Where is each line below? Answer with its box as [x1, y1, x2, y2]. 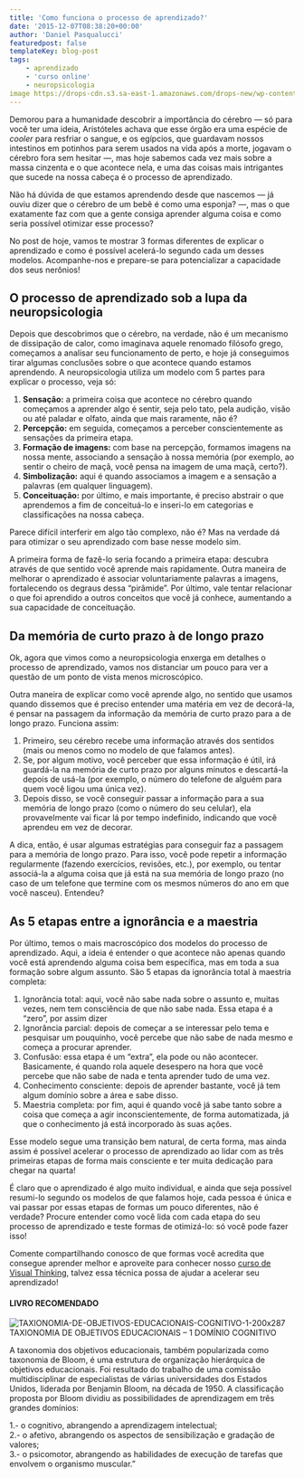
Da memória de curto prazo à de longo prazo [9, 628, 264, 643]
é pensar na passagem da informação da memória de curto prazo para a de [9, 708, 291, 719]
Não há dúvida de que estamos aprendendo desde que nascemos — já [9, 189, 274, 200]
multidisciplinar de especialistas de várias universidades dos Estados [9, 1374, 268, 1385]
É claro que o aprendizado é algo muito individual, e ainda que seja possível [9, 1182, 292, 1193]
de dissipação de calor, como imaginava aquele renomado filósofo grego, [9, 338, 283, 349]
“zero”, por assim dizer [22, 1012, 108, 1023]
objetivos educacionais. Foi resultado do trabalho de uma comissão [9, 1364, 261, 1375]
